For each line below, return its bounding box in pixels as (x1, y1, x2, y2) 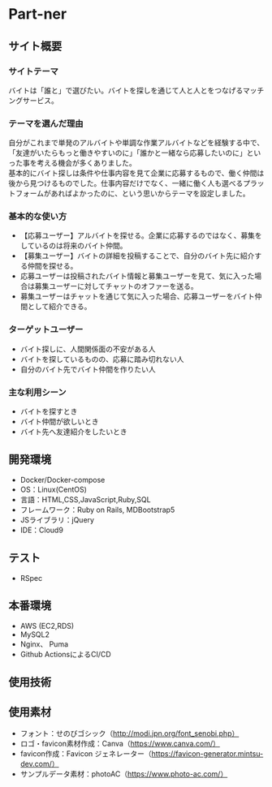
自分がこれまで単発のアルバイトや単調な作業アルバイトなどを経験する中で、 (8, 138, 265, 148)
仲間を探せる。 (27, 261, 78, 271)
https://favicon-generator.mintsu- (151, 748, 264, 759)
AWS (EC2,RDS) (19, 621, 75, 630)
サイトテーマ (8, 66, 59, 77)
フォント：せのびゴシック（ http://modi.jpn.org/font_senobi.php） (19, 728, 240, 738)
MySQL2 (19, 630, 50, 639)
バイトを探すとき (19, 406, 78, 416)
